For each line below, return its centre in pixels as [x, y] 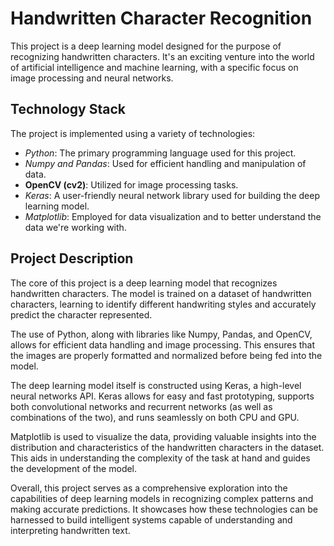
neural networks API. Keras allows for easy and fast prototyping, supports [162, 396]
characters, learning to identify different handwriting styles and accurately [163, 304]
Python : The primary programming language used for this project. [160, 153]
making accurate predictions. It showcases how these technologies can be [164, 509]
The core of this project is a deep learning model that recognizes [144, 283]
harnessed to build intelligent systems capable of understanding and [151, 519]
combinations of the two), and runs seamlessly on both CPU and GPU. [155, 417]
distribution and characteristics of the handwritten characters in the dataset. [167, 447]
